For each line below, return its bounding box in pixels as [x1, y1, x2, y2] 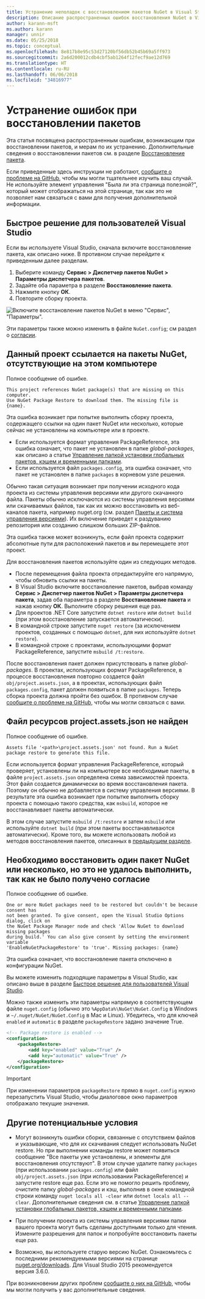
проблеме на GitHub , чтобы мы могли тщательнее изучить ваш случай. [6, 175, 193, 182]
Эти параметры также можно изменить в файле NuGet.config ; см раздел [6, 324, 197, 332]
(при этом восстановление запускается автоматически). [15, 615, 164, 623]
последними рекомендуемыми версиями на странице [15, 1255, 158, 1262]
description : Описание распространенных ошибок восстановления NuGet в [6, 15, 192, 21]
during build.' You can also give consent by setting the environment [6, 934, 190, 940]
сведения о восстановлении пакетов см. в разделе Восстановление [6, 150, 185, 157]
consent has [6, 907, 37, 913]
